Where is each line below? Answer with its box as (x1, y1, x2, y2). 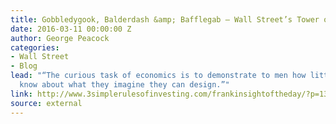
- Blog (10, 61, 38, 71)
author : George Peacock (10, 33, 110, 43)
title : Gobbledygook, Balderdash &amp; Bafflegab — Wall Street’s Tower (10, 14, 320, 25)
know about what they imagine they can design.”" (19, 80, 230, 90)
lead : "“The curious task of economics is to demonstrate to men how (10, 71, 307, 81)
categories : (10, 42, 60, 53)
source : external (10, 98, 83, 108)
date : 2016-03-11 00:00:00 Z (10, 24, 132, 34)
